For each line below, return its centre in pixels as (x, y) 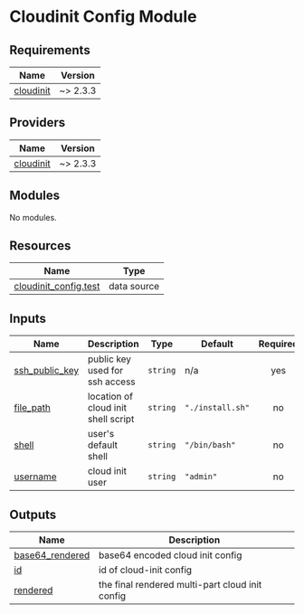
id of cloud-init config (145, 570)
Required (278, 344)
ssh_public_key (47, 371)
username (35, 477)
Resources (40, 246)
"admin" (201, 477)
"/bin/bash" (210, 445)
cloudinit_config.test (57, 287)
